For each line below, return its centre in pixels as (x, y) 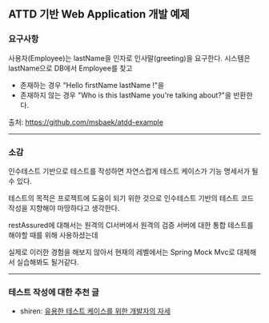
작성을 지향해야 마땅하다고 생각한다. (64, 208)
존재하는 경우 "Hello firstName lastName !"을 (92, 85)
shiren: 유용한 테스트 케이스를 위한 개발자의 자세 (95, 311)
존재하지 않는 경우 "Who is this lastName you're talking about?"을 (126, 95)
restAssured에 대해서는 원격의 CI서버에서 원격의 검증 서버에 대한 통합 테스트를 (131, 225)
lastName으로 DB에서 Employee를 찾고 (70, 68)
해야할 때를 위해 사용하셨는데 (53, 235)
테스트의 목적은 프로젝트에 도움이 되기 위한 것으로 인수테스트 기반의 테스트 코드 (131, 197)
